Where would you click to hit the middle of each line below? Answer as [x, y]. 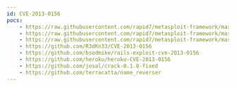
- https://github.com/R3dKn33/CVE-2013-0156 [86, 46]
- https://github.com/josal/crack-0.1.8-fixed [89, 66]
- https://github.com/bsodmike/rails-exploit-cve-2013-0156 [109, 53]
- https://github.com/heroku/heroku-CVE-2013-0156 [95, 60]
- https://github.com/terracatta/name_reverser [90, 72]
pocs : [14, 20]
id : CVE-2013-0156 [33, 14]
